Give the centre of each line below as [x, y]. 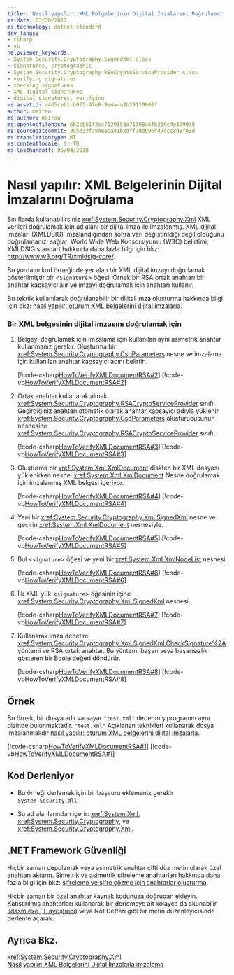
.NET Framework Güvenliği [67, 851]
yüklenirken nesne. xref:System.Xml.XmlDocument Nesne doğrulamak [118, 475]
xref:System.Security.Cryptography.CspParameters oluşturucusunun [116, 419]
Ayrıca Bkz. [33, 940]
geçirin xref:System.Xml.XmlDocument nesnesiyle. [90, 525]
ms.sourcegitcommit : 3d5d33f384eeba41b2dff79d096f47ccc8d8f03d [101, 131]
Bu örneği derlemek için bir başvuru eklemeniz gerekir [95, 792]
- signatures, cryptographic [50, 66]
